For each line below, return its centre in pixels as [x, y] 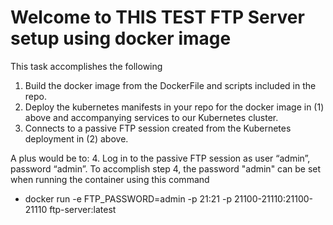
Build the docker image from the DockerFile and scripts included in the [170, 85]
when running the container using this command [110, 179]
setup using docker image [121, 38]
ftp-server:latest [83, 209]
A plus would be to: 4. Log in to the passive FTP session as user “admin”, [160, 158]
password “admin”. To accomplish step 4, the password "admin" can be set [166, 168]
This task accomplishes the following [86, 66]
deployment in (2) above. [76, 138]
